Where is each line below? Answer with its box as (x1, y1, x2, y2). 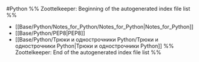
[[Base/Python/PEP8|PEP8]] (15, 29, 85, 37)
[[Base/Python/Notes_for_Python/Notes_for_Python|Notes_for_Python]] (15, 23, 194, 30)
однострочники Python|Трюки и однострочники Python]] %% (15, 42, 174, 49)
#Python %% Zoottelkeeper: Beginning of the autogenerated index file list (6, 5, 191, 12)
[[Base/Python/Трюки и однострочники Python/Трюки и (15, 36, 158, 43)
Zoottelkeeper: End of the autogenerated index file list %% (15, 49, 161, 56)
